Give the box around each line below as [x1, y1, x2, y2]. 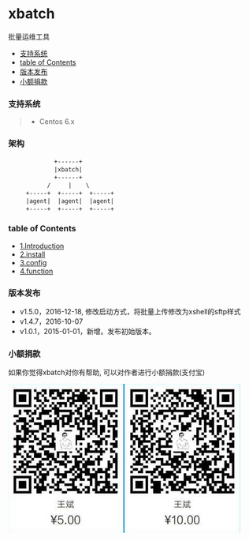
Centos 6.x [39, 117, 75, 126]
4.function [19, 266, 54, 276]
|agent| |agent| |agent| [25, 197, 114, 205]
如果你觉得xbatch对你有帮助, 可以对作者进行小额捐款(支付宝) [8, 368, 206, 378]
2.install [19, 250, 46, 259]
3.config [19, 257, 47, 267]
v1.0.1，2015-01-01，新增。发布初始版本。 [19, 327, 156, 336]
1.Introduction [19, 241, 65, 250]
